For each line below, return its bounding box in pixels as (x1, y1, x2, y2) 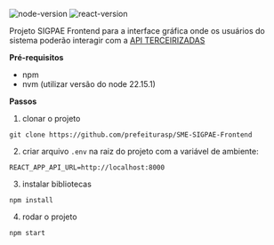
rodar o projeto (21, 211, 77, 222)
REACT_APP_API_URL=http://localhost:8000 (9, 163, 165, 172)
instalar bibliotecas (21, 178, 92, 189)
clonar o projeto (21, 114, 81, 123)
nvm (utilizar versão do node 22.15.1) (21, 79, 156, 89)
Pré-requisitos (9, 52, 64, 62)
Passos (9, 96, 37, 107)
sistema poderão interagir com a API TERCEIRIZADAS (9, 36, 205, 45)
